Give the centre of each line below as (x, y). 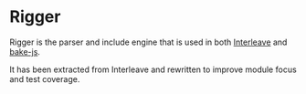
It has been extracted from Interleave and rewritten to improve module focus (153, 69)
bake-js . (25, 51)
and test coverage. (45, 78)
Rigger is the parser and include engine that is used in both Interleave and (148, 42)
